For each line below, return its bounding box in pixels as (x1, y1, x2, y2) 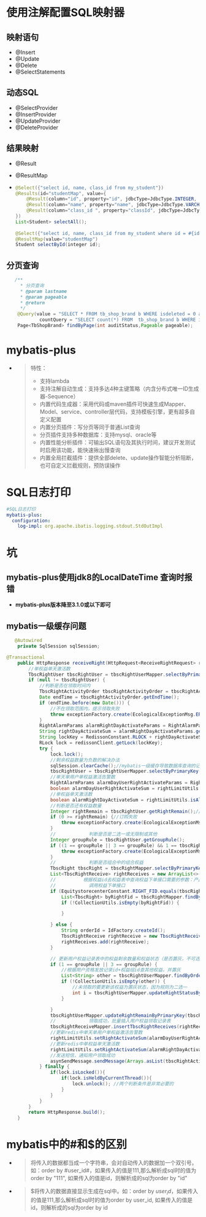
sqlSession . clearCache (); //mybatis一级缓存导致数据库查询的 (50, 762, 196, 769)
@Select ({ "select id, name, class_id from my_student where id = (15, 230, 186, 236)
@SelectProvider (15, 104, 58, 111)
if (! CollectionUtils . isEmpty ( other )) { (61, 978, 166, 985)
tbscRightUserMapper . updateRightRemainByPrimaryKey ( (50, 1012, 188, 1019)
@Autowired (14, 638, 43, 644)
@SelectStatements (15, 68, 66, 75)
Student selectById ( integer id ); (15, 242, 101, 248)
